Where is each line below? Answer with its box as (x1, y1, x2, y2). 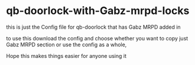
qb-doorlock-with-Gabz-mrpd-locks (6, 4, 190, 18)
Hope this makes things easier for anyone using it (6, 52, 127, 59)
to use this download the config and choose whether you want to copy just (6, 35, 188, 42)
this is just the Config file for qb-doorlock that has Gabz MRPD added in (6, 23, 181, 30)
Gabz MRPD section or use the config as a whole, (6, 41, 127, 48)
